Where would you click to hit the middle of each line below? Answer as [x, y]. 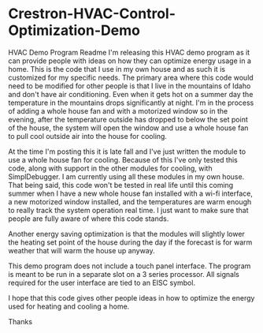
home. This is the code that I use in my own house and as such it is [117, 69]
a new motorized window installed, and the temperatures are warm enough [130, 201]
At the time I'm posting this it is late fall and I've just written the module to [127, 152]
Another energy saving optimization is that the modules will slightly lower [127, 234]
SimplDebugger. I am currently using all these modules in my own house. [126, 176]
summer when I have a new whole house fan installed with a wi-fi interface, [131, 193]
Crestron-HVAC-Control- [92, 14]
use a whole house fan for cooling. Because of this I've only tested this [123, 159]
